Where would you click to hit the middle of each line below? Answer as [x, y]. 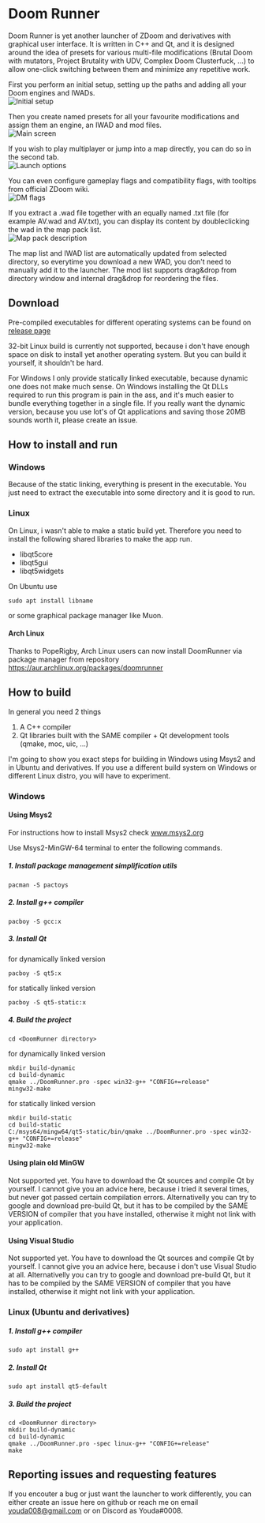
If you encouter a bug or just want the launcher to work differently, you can [130, 1494]
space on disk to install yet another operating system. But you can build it [127, 354]
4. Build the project [40, 1020]
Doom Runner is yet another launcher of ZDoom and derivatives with [119, 36]
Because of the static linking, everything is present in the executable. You [127, 484]
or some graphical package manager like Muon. [86, 615]
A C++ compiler [45, 726]
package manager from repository [64, 659]
